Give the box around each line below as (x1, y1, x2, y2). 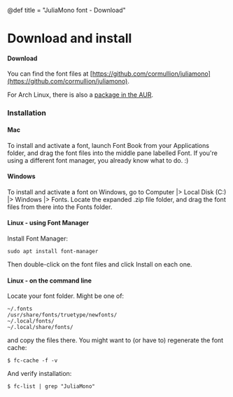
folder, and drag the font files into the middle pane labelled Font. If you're (7, 149, 218, 157)
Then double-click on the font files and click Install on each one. (7, 260, 192, 269)
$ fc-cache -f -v (7, 357, 58, 364)
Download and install (7, 31, 132, 46)
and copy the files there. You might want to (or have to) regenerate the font (7, 336, 224, 344)
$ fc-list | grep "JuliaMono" (7, 383, 96, 390)
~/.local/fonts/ (7, 318, 55, 325)
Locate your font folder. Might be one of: (7, 292, 125, 300)
